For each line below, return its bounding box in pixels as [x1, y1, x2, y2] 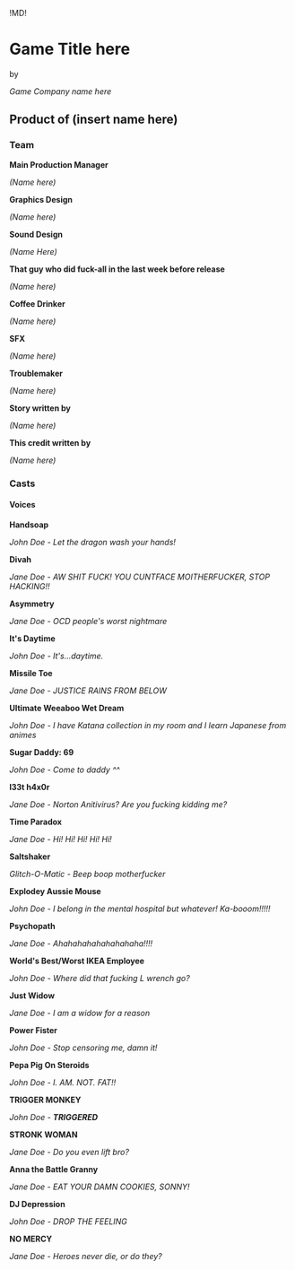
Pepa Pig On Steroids [9, 1059, 90, 1070]
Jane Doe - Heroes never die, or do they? [9, 1250, 163, 1261]
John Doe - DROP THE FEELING [9, 1215, 128, 1227]
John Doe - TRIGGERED [9, 1111, 99, 1122]
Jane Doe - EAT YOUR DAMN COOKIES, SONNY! [9, 1181, 190, 1192]
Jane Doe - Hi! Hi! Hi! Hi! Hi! [9, 833, 112, 844]
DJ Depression [9, 1198, 65, 1209]
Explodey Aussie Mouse [9, 885, 101, 896]
